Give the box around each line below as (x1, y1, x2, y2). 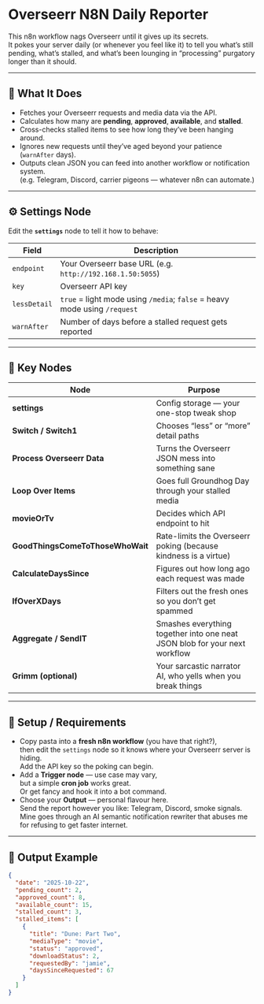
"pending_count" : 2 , (15, 886, 82, 894)
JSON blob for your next (156, 638, 246, 649)
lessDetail (12, 299, 53, 308)
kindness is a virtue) (156, 550, 231, 561)
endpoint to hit (156, 518, 210, 529)
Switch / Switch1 (12, 426, 78, 437)
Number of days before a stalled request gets (60, 316, 228, 327)
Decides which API (156, 508, 225, 519)
